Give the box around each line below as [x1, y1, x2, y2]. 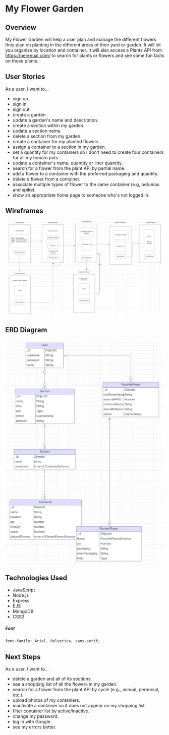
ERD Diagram [5, 326, 47, 334]
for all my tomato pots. [12, 154, 60, 160]
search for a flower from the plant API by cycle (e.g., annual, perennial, [12, 686, 160, 692]
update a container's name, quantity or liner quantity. [12, 160, 123, 166]
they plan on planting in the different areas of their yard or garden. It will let [5, 42, 161, 48]
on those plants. [5, 58, 39, 64]
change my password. [12, 713, 59, 719]
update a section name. [12, 128, 62, 134]
